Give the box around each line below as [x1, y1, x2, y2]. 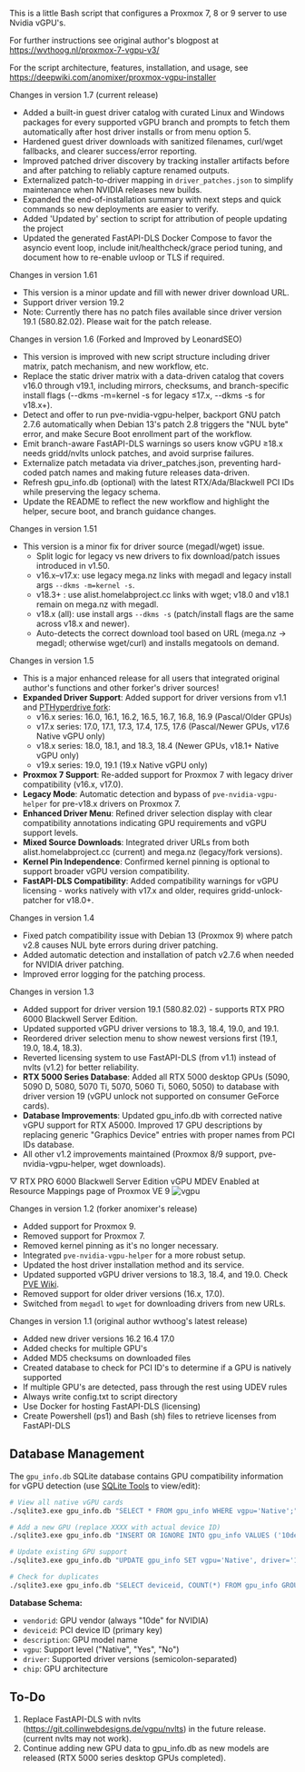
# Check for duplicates [9, 1572, 100, 1582]
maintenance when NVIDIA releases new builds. [22, 184, 202, 194]
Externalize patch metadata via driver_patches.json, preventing [22, 458, 259, 468]
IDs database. [22, 1140, 75, 1150]
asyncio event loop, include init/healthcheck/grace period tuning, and [22, 243, 283, 253]
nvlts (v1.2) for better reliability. [22, 1062, 139, 1072]
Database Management [9, 1447, 145, 1462]
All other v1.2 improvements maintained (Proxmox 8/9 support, [22, 1149, 257, 1160]
